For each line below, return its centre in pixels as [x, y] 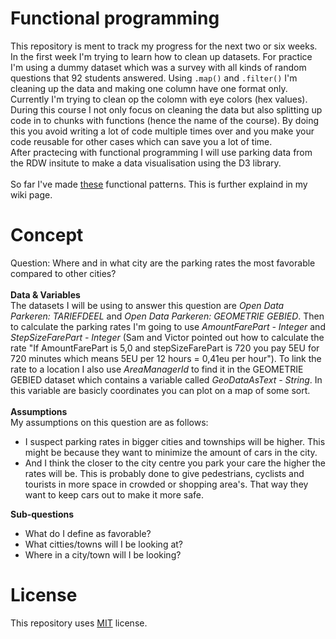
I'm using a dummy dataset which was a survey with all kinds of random [158, 67]
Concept [47, 235]
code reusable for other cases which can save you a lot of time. [141, 141]
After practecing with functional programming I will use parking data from [161, 152]
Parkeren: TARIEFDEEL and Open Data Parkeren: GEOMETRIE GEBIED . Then [167, 316]
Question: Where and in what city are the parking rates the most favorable [163, 263]
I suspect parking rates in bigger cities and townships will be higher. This [175, 441]
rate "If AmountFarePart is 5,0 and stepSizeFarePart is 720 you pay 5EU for [165, 348]
